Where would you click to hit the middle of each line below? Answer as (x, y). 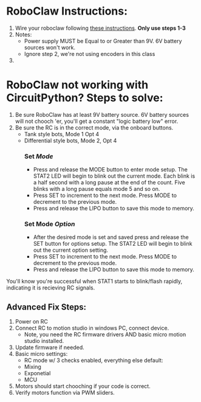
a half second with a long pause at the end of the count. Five (109, 182)
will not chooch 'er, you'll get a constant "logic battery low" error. (97, 121)
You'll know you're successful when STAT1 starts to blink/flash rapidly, (94, 282)
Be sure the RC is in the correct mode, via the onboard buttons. (94, 127)
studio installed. (44, 341)
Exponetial (37, 373)
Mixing (32, 367)
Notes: (23, 34)
